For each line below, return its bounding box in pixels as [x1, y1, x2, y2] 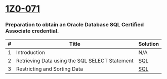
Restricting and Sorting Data [16, 65, 83, 72]
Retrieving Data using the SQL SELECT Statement [16, 57, 134, 64]
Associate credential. [5, 27, 59, 34]
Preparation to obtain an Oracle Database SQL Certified [5, 21, 144, 28]
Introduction [16, 49, 46, 56]
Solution [138, 41, 159, 48]
